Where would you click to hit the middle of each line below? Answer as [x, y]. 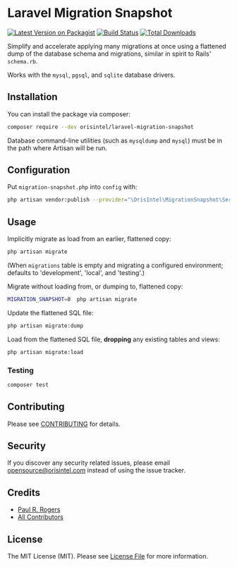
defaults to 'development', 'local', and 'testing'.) [76, 273]
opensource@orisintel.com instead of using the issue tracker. [96, 470]
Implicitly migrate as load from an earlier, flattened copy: [89, 239]
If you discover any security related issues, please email [89, 463]
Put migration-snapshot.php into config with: [72, 187]
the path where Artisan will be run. [57, 148]
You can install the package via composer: [69, 114]
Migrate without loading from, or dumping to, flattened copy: [95, 286]
